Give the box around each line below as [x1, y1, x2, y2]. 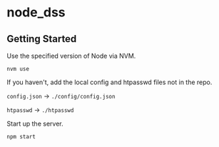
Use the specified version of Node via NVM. [6, 51, 136, 60]
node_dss [6, 4, 66, 21]
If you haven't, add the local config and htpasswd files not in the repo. [6, 78, 213, 86]
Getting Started [6, 33, 77, 45]
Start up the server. [6, 119, 63, 128]
